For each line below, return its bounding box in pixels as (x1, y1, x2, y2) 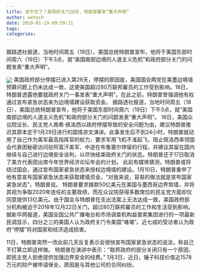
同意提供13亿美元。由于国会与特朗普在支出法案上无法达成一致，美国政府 (6, 196, 185, 203)
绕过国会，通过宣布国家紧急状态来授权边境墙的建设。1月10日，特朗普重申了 (6, 166, 193, 173)
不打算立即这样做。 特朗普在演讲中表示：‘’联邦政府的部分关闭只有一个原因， (6, 246, 194, 254)
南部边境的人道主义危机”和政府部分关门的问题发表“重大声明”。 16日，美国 (6, 113, 188, 121)
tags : (6, 25, 20, 32)
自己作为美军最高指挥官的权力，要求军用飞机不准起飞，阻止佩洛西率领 (16, 136, 190, 143)
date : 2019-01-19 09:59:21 (6, 20, 74, 26)
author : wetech (6, 14, 44, 20)
